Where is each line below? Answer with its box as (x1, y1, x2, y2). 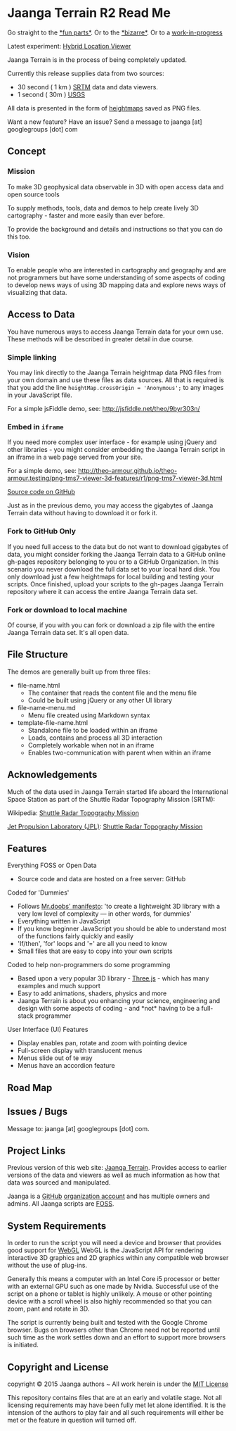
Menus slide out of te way (17, 1054, 93, 1062)
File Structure (7, 649, 68, 661)
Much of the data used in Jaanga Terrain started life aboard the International (7, 787, 228, 796)
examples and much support (17, 982, 100, 990)
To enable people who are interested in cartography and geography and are (7, 265, 227, 274)
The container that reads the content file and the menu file (27, 688, 197, 697)
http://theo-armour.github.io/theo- (78, 467, 178, 475)
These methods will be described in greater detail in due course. (7, 334, 195, 343)
